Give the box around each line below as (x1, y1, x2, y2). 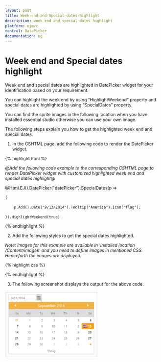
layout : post (5, 8, 32, 13)
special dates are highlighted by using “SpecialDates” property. (5, 102, 133, 108)
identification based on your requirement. (5, 87, 89, 93)
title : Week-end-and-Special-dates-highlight (5, 13, 99, 18)
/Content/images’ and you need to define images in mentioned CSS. (5, 247, 143, 253)
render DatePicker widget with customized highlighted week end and (5, 170, 144, 176)
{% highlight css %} (5, 262, 46, 268)
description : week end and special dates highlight (5, 18, 113, 23)
